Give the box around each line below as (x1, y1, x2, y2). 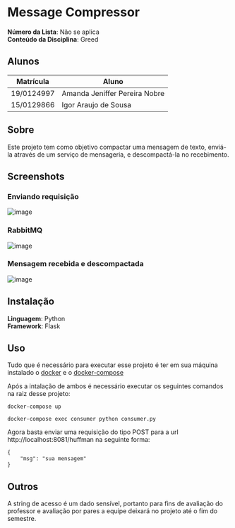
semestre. (7, 515, 37, 523)
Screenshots (7, 170, 65, 182)
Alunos (7, 56, 40, 68)
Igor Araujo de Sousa (61, 100, 132, 109)
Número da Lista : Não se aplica (7, 28, 100, 36)
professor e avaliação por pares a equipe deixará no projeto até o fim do (7, 507, 217, 515)
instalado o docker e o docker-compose (7, 368, 124, 377)
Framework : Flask (7, 322, 61, 330)
